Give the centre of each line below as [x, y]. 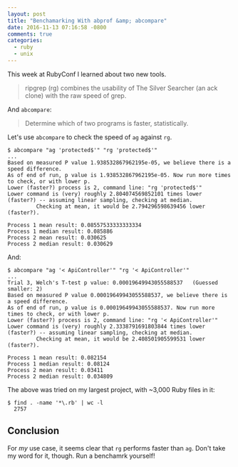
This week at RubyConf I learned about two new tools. [87, 74]
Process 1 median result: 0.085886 [60, 231]
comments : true [30, 34]
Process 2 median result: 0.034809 [60, 376]
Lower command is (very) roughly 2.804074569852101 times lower [105, 194]
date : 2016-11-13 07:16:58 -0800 [57, 27]
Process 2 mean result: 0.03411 [55, 370]
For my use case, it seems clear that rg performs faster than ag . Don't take [117, 448]
